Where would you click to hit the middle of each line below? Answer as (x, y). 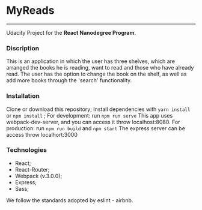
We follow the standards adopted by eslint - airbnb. (70, 200)
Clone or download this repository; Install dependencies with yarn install (98, 109)
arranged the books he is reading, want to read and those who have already (100, 68)
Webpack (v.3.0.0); (38, 176)
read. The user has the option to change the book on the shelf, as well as (96, 74)
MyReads (30, 10)
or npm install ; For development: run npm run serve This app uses (90, 115)
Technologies (26, 150)
